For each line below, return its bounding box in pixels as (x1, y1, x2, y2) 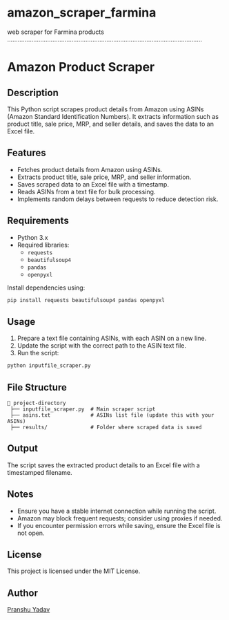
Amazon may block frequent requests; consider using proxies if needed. (17, 514, 223, 523)
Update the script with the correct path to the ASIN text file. (17, 341, 187, 350)
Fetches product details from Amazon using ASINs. (17, 165, 163, 173)
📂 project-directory (7, 400, 67, 406)
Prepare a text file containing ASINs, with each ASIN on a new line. (17, 334, 207, 343)
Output (7, 442, 38, 454)
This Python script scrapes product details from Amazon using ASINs (7, 105, 205, 113)
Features (7, 147, 46, 159)
